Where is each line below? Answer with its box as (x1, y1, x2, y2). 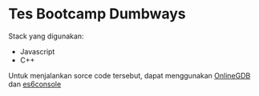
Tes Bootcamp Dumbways (8, 5, 186, 23)
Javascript (19, 46, 55, 56)
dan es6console (8, 79, 62, 89)
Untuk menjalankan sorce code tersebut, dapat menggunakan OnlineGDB (8, 70, 251, 80)
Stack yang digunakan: (8, 31, 84, 41)
